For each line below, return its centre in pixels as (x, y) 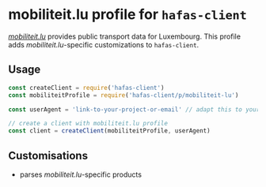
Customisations (48, 155)
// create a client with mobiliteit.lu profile (88, 124)
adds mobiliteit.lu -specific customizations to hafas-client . (104, 44)
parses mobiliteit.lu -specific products (81, 174)
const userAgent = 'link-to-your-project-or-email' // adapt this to (125, 109)
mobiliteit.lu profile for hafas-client (127, 15)
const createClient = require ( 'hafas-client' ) (86, 88)
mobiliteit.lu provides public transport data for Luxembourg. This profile (125, 36)
